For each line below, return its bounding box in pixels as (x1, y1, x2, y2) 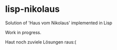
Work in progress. (5, 29, 41, 35)
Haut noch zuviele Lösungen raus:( (5, 39, 77, 45)
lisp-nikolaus (5, 3, 60, 15)
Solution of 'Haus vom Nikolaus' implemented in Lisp (5, 20, 113, 26)
